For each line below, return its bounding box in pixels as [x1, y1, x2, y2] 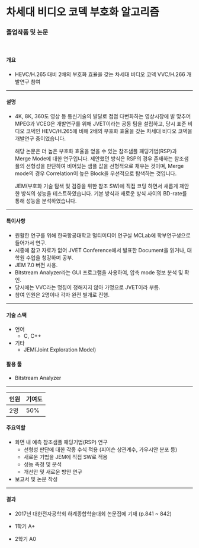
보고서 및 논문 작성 [14, 476, 58, 483]
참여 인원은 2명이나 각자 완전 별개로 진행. [14, 292, 110, 299]
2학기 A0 [14, 535, 37, 542]
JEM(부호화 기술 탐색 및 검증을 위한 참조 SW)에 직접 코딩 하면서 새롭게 [14, 182, 179, 189]
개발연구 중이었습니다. [14, 135, 66, 142]
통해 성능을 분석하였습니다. [14, 197, 77, 204]
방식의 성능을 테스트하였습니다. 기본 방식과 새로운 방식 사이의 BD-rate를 [21, 189, 188, 197]
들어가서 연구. [14, 239, 47, 246]
